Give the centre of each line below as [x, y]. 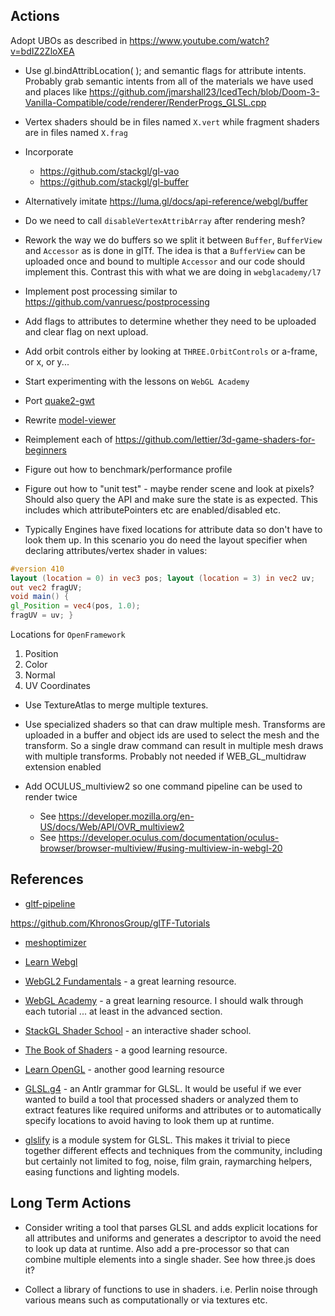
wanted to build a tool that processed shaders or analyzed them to [161, 1099]
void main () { [40, 597]
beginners [45, 450]
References [47, 879]
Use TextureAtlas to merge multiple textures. [116, 705]
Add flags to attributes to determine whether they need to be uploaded [170, 321]
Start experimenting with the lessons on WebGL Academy [137, 381]
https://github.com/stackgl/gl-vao [109, 171]
